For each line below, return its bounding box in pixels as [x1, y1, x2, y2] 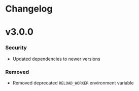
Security [5, 44, 27, 51]
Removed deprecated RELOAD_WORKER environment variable [12, 79, 134, 86]
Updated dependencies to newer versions [12, 56, 100, 62]
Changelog [5, 3, 53, 15]
